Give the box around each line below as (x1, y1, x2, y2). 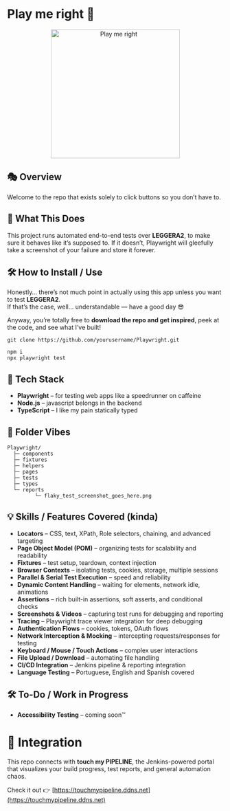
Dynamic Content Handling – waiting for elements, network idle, (16, 580, 200, 588)
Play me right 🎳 (7, 6, 95, 22)
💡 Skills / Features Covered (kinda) (7, 511, 159, 523)
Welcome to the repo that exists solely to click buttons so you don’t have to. (7, 192, 221, 201)
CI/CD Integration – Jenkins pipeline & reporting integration (16, 660, 186, 669)
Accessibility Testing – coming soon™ (16, 711, 126, 719)
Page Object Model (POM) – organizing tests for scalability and (16, 544, 197, 552)
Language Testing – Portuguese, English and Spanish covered (16, 668, 194, 676)
